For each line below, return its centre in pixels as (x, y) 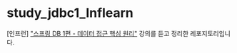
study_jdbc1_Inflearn (70, 13)
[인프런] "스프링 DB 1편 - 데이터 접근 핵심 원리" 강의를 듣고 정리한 (98, 33)
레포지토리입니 (211, 33)
